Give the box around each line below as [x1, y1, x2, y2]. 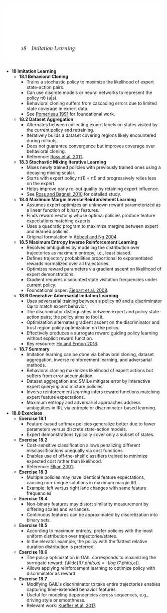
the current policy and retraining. [26, 127, 94, 133]
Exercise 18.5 [19, 522, 48, 528]
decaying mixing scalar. [26, 169, 76, 176]
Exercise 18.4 [19, 495, 48, 501]
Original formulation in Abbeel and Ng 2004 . [26, 233, 118, 240]
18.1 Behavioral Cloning [19, 73, 68, 79]
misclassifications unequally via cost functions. [26, 447, 124, 454]
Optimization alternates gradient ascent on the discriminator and [26, 319, 160, 325]
